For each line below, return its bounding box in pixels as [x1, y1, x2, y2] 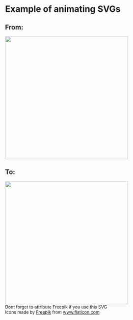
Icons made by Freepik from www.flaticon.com [5, 309, 100, 315]
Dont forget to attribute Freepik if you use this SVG [5, 304, 107, 310]
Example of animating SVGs [5, 3, 121, 15]
